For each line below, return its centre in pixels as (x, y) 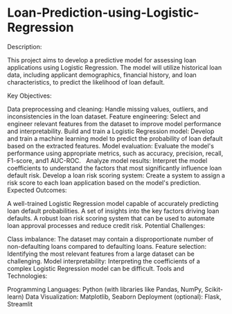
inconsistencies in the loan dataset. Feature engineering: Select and (104, 116)
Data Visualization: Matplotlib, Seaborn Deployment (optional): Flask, (123, 297)
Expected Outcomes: (37, 190)
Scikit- (214, 289)
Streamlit (20, 304)
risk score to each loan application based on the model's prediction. (104, 182)
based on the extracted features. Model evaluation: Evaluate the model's (111, 146)
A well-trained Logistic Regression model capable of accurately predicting (113, 203)
